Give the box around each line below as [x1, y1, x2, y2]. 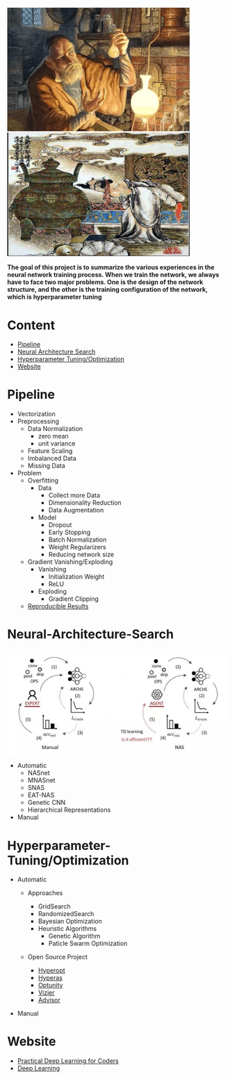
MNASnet [27, 776, 56, 785]
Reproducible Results [27, 602, 89, 611]
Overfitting [27, 476, 59, 485]
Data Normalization [27, 425, 83, 433]
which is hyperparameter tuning [7, 293, 102, 301]
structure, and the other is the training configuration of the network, [7, 285, 208, 294]
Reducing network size [48, 551, 115, 559]
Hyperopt [38, 966, 66, 975]
